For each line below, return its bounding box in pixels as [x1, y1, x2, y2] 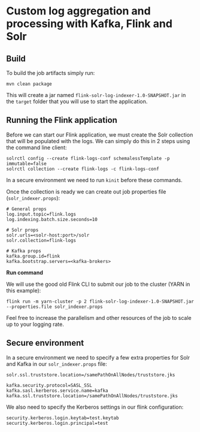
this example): [6, 286, 41, 294]
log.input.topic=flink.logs [6, 211, 77, 217]
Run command [6, 268, 43, 276]
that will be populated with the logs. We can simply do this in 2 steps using [6, 137, 190, 144]
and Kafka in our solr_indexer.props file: [6, 360, 108, 367]
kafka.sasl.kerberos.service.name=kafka [6, 388, 109, 394]
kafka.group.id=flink [6, 253, 60, 259]
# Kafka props [6, 247, 42, 254]
